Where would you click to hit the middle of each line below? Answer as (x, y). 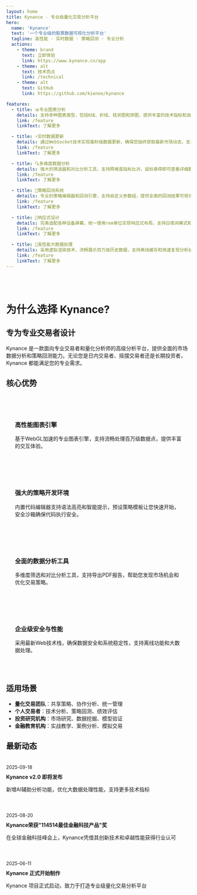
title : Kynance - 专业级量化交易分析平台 (52, 17)
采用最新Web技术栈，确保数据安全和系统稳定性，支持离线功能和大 (95, 643)
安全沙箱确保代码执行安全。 (48, 514)
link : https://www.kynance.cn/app (64, 61)
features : (18, 104)
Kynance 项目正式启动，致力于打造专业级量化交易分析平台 (77, 886)
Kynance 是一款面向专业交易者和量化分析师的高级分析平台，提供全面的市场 (97, 348)
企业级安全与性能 (39, 629)
